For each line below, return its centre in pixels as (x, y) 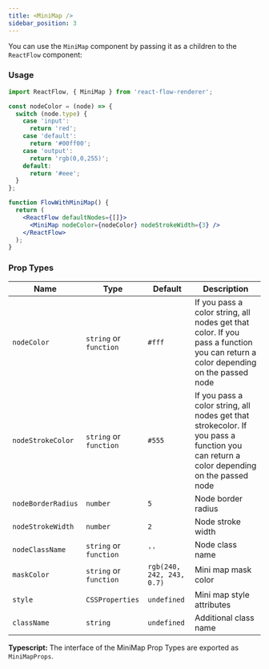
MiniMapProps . (31, 656)
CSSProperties (112, 599)
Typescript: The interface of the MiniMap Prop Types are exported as (123, 647)
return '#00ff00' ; (60, 144)
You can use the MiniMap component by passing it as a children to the (123, 46)
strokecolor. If (221, 425)
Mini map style (222, 594)
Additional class (225, 618)
